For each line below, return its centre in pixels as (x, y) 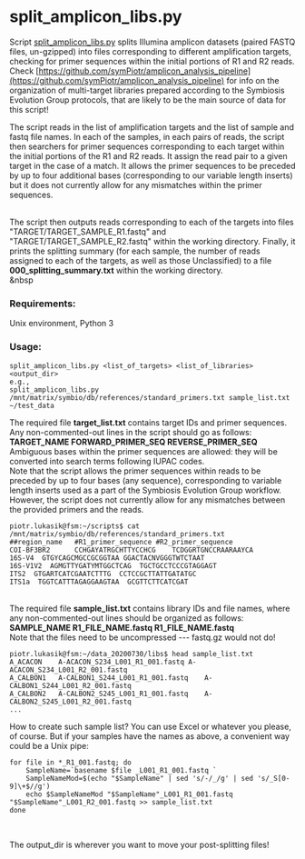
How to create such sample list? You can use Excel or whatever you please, (151, 726)
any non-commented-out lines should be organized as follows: (127, 618)
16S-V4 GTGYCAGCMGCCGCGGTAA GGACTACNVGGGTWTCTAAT (107, 558)
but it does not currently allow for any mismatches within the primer (136, 185)
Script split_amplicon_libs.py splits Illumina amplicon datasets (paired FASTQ (152, 42)
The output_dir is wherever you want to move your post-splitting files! (139, 844)
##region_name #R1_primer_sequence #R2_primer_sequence (121, 542)
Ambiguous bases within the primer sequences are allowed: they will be (144, 451)
